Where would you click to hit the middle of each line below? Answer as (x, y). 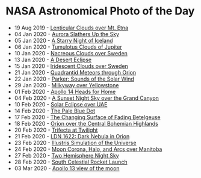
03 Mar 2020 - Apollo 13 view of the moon (67, 168)
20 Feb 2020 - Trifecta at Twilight (56, 130)
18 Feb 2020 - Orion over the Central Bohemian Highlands (86, 123)
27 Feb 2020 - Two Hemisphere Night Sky (66, 155)
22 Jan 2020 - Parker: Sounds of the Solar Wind (74, 79)
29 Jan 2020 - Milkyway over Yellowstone (66, 85)
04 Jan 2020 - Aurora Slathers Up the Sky (67, 34)
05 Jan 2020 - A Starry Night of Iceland (63, 40)
